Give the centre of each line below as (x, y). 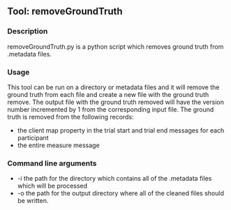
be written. (33, 201)
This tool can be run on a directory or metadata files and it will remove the (113, 87)
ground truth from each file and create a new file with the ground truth (108, 94)
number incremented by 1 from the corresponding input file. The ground (111, 109)
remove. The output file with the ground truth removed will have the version (116, 102)
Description (28, 31)
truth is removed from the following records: (70, 117)
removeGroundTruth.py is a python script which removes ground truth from (115, 46)
